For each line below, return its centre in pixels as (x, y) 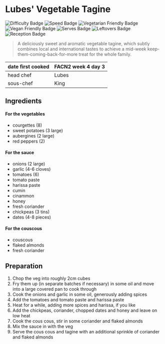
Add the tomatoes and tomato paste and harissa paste (68, 299)
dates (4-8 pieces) (32, 217)
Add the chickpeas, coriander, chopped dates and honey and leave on (85, 310)
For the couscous (24, 228)
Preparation (24, 266)
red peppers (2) (28, 141)
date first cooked (28, 66)
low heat (21, 315)
